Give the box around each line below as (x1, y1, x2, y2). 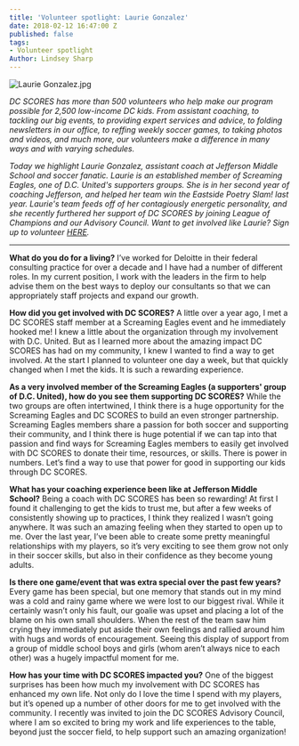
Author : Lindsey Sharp (9, 54, 93, 63)
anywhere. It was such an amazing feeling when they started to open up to (9, 522, 283, 532)
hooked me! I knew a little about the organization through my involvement (9, 327, 279, 337)
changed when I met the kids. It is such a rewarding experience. (9, 364, 244, 375)
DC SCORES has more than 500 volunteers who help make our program (9, 96, 274, 107)
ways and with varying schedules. (9, 143, 135, 154)
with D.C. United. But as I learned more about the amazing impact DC (9, 336, 263, 346)
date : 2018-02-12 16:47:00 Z (9, 21, 117, 30)
